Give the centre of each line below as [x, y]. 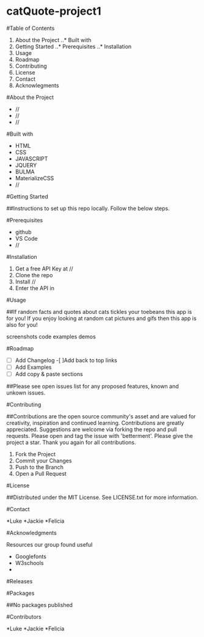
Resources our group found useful [49, 545]
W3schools [29, 563]
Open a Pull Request [41, 474]
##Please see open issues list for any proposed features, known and [93, 387]
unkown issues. [26, 393]
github [23, 232]
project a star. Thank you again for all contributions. [71, 442]
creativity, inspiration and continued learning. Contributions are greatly [95, 423]
